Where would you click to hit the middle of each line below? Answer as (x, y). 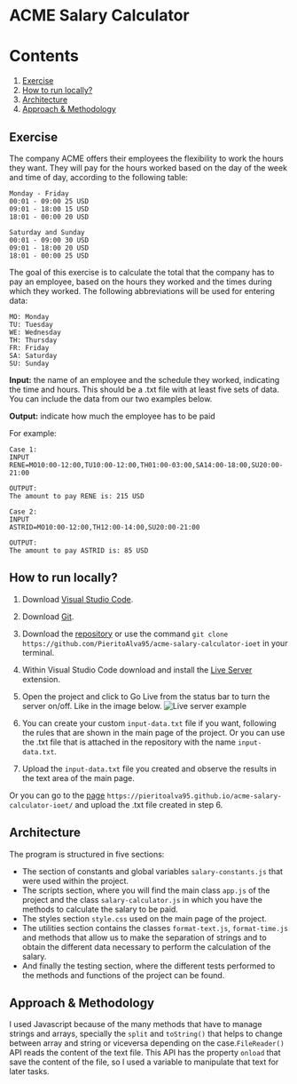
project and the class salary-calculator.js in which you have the (142, 899)
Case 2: (23, 512)
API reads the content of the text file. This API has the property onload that (145, 1053)
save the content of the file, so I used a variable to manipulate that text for (144, 1062)
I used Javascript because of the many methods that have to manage (136, 1024)
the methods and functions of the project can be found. (123, 975)
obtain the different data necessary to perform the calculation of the (146, 946)
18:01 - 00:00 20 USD (49, 217)
